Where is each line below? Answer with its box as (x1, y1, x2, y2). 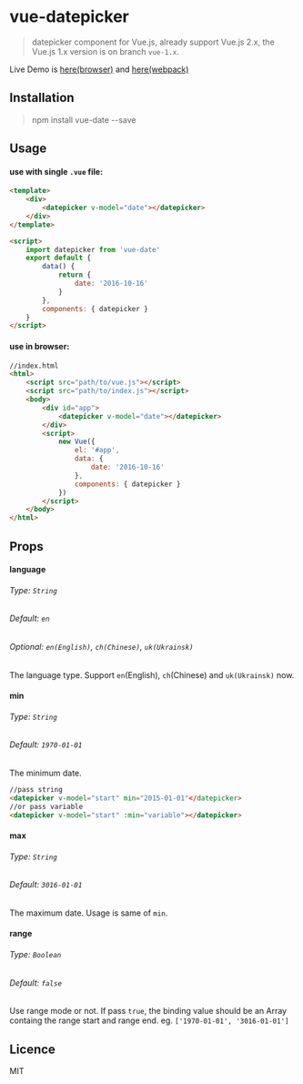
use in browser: (9, 340, 70, 351)
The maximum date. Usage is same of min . (9, 907, 168, 918)
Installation (9, 90, 75, 106)
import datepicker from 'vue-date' (25, 245, 161, 254)
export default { (25, 253, 92, 263)
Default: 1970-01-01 (9, 739, 83, 750)
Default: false (9, 977, 62, 988)
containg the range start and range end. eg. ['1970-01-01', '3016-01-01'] (9, 1015, 289, 1026)
